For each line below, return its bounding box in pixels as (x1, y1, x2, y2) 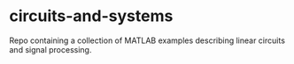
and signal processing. (9, 44, 92, 54)
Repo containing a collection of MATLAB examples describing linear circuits (9, 35, 286, 46)
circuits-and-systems (9, 6, 174, 26)
